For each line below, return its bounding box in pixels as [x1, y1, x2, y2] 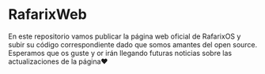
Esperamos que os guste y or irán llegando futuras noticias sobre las [8, 48, 232, 57]
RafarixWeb [8, 6, 87, 24]
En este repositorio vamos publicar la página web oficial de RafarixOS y [8, 31, 241, 41]
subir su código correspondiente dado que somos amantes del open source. [8, 39, 258, 49]
